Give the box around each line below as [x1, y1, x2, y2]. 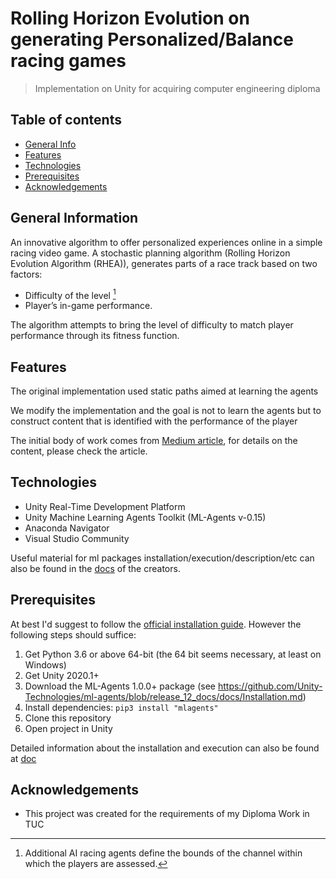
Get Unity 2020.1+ [24, 669, 100, 681]
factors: [10, 268, 43, 280]
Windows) [24, 658, 67, 671]
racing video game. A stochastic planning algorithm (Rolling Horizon [10, 247, 291, 259]
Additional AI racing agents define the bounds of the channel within [24, 847, 303, 859]
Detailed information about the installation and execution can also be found [10, 742, 320, 754]
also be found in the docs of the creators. [10, 562, 181, 574]
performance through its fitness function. [10, 330, 180, 342]
